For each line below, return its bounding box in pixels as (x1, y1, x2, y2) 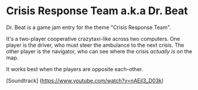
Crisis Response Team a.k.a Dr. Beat (6, 4, 189, 18)
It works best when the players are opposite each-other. (6, 65, 143, 72)
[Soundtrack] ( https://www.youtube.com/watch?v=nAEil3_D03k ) (6, 77, 164, 84)
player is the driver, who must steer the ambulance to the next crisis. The (6, 41, 184, 49)
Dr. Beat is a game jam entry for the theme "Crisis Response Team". (6, 24, 171, 31)
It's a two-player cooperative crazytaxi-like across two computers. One (6, 35, 180, 42)
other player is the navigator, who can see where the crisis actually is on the (6, 47, 193, 54)
